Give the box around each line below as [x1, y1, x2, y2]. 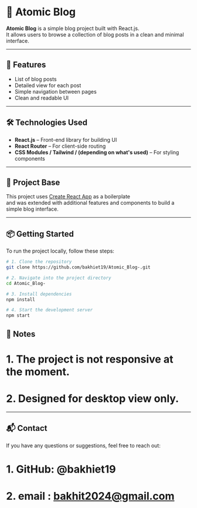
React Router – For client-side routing [14, 142, 106, 150]
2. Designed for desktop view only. [6, 391, 179, 405]
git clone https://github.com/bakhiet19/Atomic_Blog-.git [6, 264, 151, 270]
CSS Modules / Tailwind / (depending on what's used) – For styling [14, 148, 179, 155]
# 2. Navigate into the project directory [6, 275, 111, 281]
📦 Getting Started [6, 229, 74, 239]
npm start [6, 313, 30, 318]
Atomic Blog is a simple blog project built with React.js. [6, 25, 140, 32]
